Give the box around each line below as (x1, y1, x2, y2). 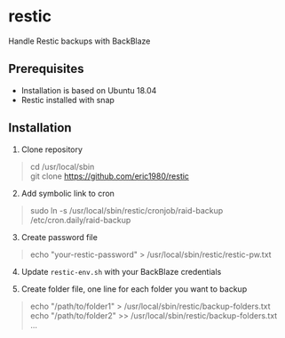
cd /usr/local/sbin (29, 161, 95, 172)
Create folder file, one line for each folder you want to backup (20, 283, 248, 294)
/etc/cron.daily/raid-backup (29, 214, 131, 225)
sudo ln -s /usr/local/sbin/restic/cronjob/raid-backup (29, 205, 224, 215)
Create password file (20, 231, 99, 242)
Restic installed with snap (20, 94, 115, 105)
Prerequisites (8, 61, 84, 76)
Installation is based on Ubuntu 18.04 (20, 84, 157, 95)
